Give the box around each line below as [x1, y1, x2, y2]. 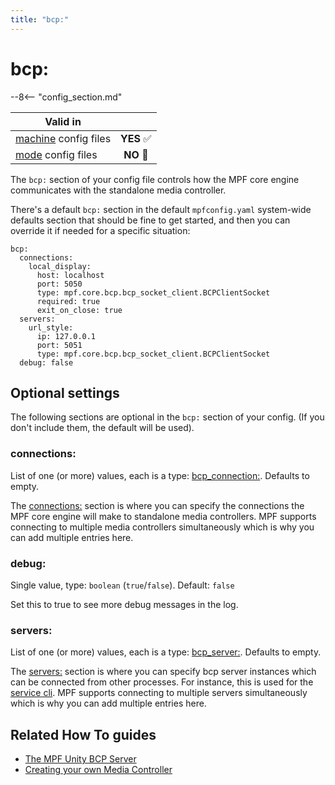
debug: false [19, 357, 74, 368]
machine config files [15, 131, 112, 145]
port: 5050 [36, 279, 83, 289]
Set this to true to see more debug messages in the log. [10, 598, 239, 610]
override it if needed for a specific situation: [10, 224, 191, 236]
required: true [36, 296, 101, 306]
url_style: [28, 322, 74, 333]
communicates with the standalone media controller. [10, 184, 227, 196]
